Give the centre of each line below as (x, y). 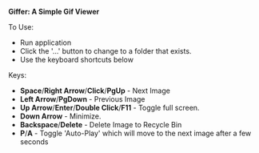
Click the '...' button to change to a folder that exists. (106, 51)
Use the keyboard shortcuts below (77, 60)
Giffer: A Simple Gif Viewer (54, 12)
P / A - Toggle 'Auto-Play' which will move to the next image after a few (135, 133)
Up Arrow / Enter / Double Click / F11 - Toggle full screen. (110, 108)
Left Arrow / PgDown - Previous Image (82, 99)
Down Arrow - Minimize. (60, 116)
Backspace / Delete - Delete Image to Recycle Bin (101, 125)
